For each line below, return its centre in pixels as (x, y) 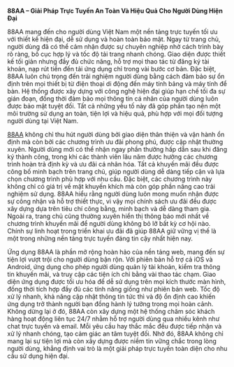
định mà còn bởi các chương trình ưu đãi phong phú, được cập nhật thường (115, 142)
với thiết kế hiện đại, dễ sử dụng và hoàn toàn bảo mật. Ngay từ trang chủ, (114, 39)
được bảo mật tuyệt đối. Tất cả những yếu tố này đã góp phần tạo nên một (114, 106)
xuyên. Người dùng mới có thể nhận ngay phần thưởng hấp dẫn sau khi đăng (117, 149)
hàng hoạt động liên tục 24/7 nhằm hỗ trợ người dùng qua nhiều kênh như (114, 319)
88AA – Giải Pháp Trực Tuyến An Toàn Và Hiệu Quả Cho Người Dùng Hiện (115, 11)
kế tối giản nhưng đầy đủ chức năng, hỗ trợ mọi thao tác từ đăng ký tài (108, 62)
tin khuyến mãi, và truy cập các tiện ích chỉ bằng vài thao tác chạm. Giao (112, 274)
